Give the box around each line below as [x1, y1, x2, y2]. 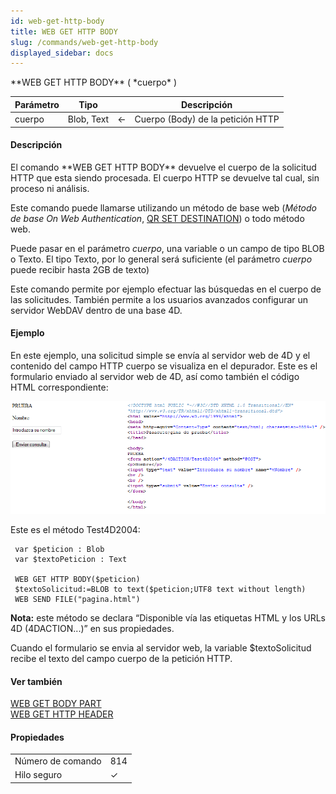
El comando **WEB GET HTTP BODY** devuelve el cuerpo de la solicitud [10, 161, 317, 173]
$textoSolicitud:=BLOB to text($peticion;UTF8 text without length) [14, 585, 307, 595]
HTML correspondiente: [10, 381, 109, 393]
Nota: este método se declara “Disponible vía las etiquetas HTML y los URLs [10, 612, 326, 624]
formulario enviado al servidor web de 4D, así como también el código [10, 370, 300, 382]
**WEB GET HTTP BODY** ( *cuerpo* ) [10, 76, 178, 89]
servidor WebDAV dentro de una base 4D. [10, 304, 183, 316]
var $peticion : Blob [14, 545, 105, 555]
